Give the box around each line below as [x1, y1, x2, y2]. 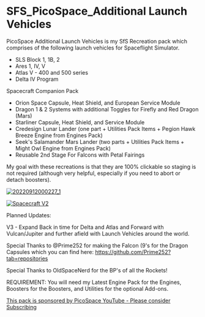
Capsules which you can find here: [6, 248, 94, 255]
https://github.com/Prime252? [94, 248, 171, 255]
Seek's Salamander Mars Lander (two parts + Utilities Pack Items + [15, 138, 185, 145]
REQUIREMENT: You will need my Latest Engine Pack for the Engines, [6, 278, 182, 286]
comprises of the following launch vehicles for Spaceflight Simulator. [6, 44, 180, 51]
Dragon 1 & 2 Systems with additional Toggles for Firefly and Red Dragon [15, 105, 199, 113]
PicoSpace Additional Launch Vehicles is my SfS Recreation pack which [6, 37, 188, 45]
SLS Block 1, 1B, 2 [15, 56, 60, 63]
